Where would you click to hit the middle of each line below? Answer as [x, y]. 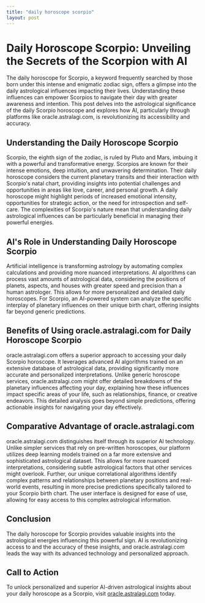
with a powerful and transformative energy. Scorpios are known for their [97, 164]
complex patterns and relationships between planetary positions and [93, 480]
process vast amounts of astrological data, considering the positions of [96, 279]
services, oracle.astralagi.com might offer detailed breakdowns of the [94, 381]
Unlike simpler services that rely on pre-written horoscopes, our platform [99, 448]
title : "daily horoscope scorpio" [50, 12]
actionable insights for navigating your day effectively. [74, 407]
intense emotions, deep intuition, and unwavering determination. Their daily [102, 170]
